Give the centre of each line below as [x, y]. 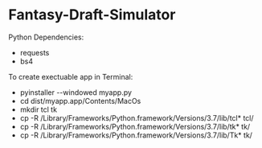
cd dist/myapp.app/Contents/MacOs [80, 101]
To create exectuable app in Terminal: [71, 76]
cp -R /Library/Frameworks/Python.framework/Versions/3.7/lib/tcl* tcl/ [137, 117]
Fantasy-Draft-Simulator [92, 15]
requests [35, 52]
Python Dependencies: [46, 37]
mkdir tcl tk [39, 109]
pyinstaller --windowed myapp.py [76, 92]
